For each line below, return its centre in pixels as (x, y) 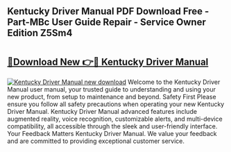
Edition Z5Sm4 (40, 33)
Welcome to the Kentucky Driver (174, 82)
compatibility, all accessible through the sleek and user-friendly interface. (112, 126)
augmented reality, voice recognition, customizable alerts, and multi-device (115, 119)
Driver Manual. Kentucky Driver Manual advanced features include (102, 111)
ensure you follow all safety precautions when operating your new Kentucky (116, 104)
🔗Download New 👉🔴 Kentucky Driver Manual (108, 62)
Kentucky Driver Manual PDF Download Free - (108, 11)
